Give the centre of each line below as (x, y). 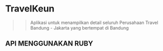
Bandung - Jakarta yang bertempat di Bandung (79, 27)
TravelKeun (30, 9)
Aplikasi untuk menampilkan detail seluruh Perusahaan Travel (94, 22)
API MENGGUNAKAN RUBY (49, 44)
